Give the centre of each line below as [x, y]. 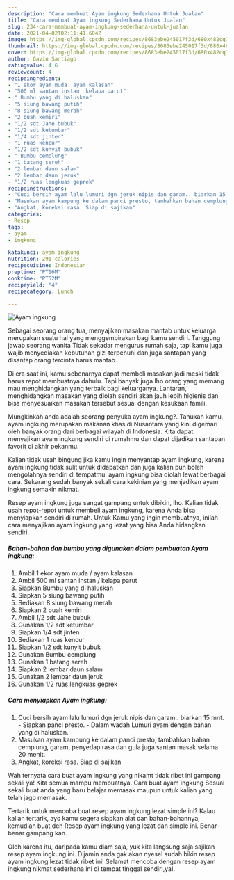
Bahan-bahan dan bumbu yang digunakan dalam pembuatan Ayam [108, 548]
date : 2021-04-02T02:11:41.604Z [55, 33]
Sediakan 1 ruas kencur [51, 640]
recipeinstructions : [38, 189]
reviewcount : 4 [30, 72]
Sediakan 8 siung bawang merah [65, 603]
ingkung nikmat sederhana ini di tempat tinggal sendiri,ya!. [92, 869]
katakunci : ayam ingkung [44, 253]
